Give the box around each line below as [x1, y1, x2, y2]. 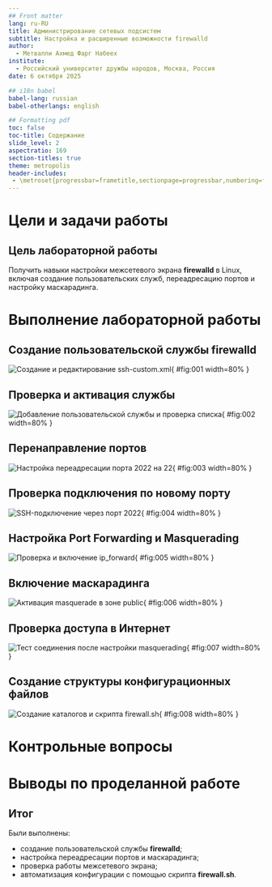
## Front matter [8, 11, 63, 20]
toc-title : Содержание [8, 131, 85, 140]
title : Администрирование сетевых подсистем [8, 27, 161, 35]
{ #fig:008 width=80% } [159, 709, 239, 719]
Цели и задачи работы [8, 211, 168, 230]
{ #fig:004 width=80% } [141, 508, 221, 518]
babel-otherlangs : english [8, 102, 100, 110]
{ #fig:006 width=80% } [142, 598, 223, 608]
